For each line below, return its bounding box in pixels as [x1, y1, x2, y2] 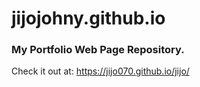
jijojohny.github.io [11, 7, 166, 30]
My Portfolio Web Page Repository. [11, 43, 185, 57]
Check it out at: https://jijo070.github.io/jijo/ [11, 65, 190, 77]
